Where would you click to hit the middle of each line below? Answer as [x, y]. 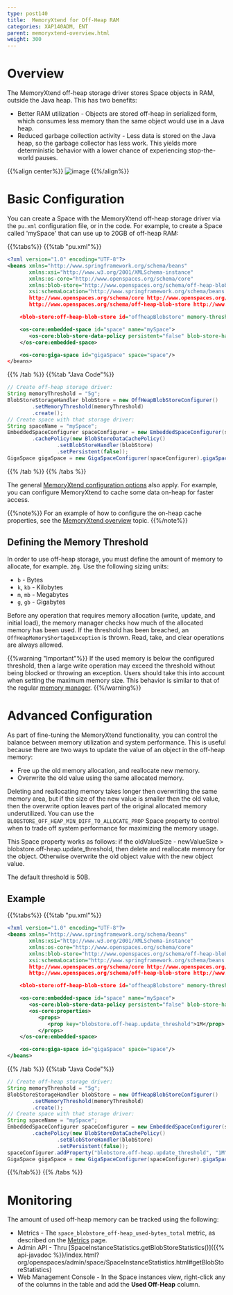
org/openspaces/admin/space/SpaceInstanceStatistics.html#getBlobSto [120, 1262]
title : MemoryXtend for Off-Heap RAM [63, 20]
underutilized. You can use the [51, 813]
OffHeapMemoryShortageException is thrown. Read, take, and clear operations [116, 637]
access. [18, 499]
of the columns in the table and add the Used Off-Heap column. [109, 1285]
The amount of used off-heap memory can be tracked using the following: [113, 1219]
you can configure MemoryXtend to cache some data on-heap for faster [111, 492]
